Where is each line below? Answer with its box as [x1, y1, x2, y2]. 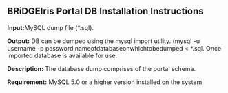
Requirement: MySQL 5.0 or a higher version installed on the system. [7, 78, 205, 86]
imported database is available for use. [7, 51, 118, 59]
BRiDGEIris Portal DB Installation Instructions [7, 5, 205, 17]
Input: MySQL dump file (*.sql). [7, 23, 94, 31]
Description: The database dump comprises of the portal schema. [7, 64, 196, 72]
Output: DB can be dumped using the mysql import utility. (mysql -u [7, 37, 200, 45]
